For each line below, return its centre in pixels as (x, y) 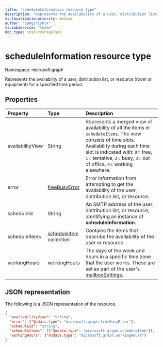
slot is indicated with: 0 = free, (119, 152)
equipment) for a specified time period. (44, 84)
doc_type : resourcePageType (33, 32)
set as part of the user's (113, 269)
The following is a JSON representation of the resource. (61, 304)
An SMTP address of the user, (120, 204)
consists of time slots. (110, 140)
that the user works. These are (120, 262)
